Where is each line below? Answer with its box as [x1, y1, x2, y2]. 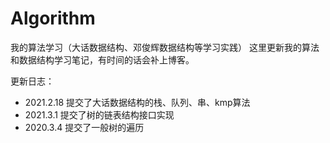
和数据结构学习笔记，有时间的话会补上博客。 [10, 53, 195, 66]
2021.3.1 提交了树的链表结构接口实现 [24, 108, 175, 121]
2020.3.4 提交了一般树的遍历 [24, 121, 145, 133]
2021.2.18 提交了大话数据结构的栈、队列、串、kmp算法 [24, 96, 251, 108]
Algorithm [10, 7, 96, 30]
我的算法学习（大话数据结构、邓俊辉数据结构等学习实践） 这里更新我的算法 [10, 41, 320, 53]
